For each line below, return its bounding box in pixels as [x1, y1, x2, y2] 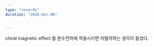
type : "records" [5, 7, 39, 12]
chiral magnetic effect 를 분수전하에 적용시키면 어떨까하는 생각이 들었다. [5, 35, 149, 41]
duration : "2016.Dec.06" [5, 12, 58, 17]
